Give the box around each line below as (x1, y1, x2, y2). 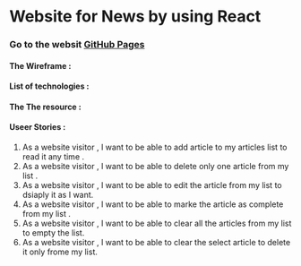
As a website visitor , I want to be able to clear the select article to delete (21, 237, 291, 248)
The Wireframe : (9, 60, 72, 71)
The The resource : (9, 101, 82, 112)
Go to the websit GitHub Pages (9, 39, 145, 51)
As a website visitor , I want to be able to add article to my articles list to (21, 142, 288, 153)
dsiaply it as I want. (21, 190, 94, 201)
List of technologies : (9, 81, 90, 91)
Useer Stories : (9, 122, 66, 133)
